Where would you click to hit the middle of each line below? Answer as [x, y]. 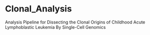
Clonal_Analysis [38, 9]
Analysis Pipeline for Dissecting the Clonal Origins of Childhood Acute [75, 22]
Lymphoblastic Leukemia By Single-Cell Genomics [56, 27]
